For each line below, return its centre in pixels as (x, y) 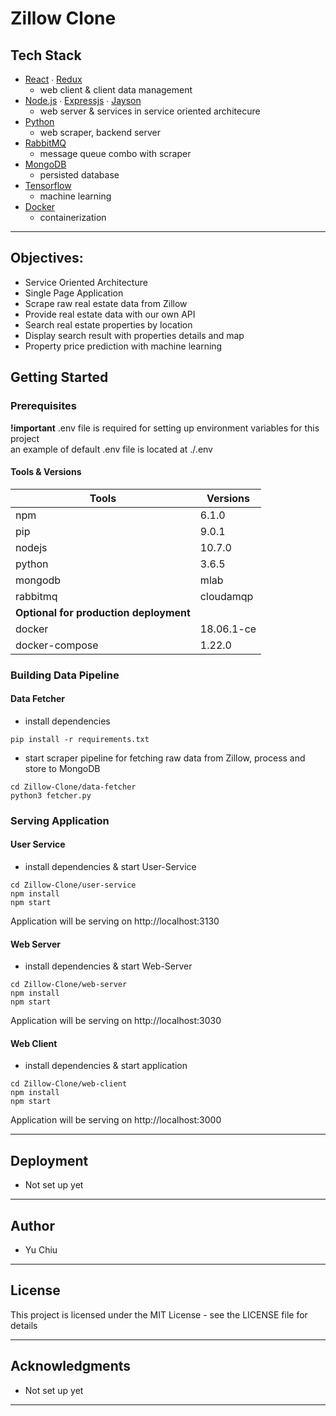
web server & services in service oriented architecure (150, 111)
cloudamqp (226, 596)
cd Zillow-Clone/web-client (69, 1084)
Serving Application (60, 820)
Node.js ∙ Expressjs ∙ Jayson (83, 100)
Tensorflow (48, 185)
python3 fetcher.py (51, 795)
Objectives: (47, 258)
